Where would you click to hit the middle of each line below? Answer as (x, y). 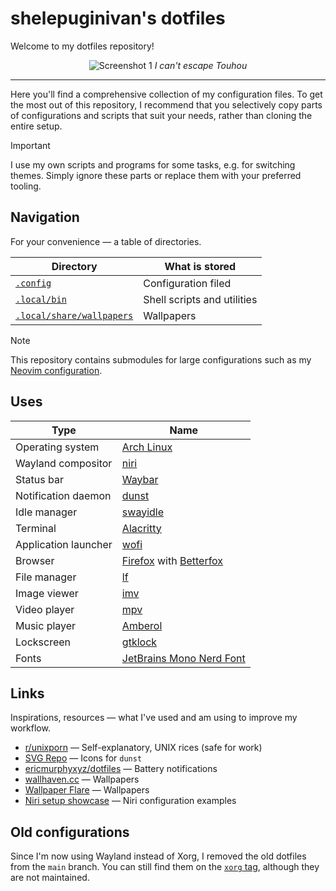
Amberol (142, 625)
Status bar (39, 479)
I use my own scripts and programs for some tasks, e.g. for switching (153, 164)
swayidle (142, 512)
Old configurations (70, 832)
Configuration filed (187, 283)
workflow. (30, 728)
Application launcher (64, 544)
